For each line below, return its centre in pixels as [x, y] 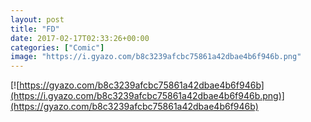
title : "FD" [35, 29]
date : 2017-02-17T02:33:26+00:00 [80, 38]
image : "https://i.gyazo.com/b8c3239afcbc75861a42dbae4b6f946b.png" [156, 57]
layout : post [37, 19]
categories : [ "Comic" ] [57, 47]
